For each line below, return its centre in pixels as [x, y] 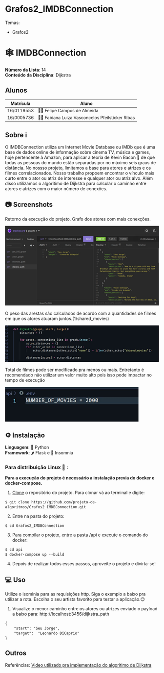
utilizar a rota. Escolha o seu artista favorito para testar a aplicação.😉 [75, 599]
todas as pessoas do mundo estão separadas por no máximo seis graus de [81, 162]
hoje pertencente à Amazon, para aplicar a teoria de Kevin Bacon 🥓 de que [80, 157]
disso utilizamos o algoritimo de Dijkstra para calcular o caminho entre [76, 183]
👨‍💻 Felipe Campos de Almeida [68, 111]
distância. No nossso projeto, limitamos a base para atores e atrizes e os [78, 168]
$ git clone [17, 502]
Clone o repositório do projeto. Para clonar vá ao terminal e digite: [78, 493]
